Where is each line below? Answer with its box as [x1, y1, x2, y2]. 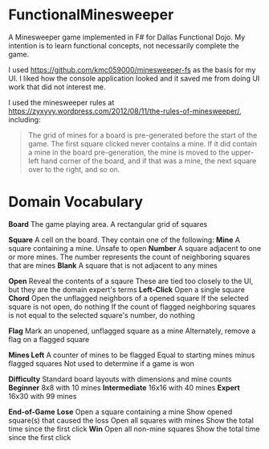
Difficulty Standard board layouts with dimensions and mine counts [8, 374, 233, 384]
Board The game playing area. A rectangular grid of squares [8, 219, 208, 229]
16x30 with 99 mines [8, 391, 77, 401]
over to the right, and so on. [27, 164, 120, 174]
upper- [230, 147, 255, 157]
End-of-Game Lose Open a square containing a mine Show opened [8, 406, 233, 416]
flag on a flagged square [8, 334, 90, 344]
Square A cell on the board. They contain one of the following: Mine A [8, 235, 241, 245]
